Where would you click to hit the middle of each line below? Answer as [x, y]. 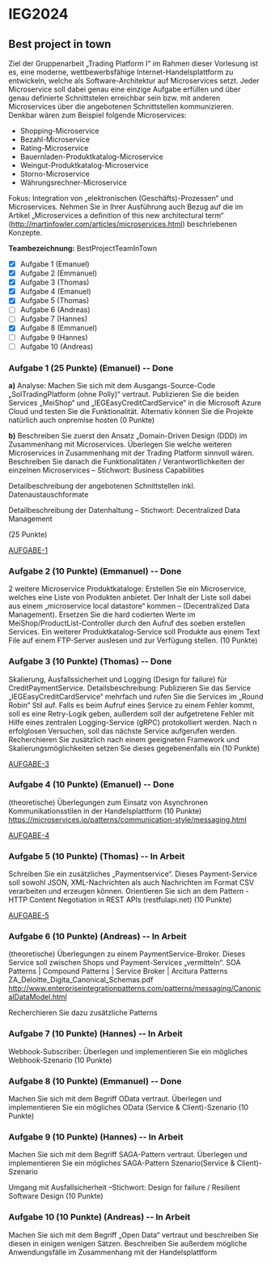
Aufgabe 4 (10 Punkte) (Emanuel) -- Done [91, 784]
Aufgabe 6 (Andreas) [55, 310]
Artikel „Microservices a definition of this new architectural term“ [116, 215]
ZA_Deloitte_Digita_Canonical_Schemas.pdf [81, 980]
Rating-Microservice [54, 148]
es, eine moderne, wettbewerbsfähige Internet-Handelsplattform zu [121, 72]
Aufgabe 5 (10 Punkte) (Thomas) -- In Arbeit [97, 856]
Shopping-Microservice [59, 131]
